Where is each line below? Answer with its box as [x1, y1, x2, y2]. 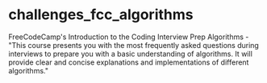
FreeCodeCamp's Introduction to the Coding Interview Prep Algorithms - [8, 32, 249, 41]
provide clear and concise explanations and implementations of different [8, 57, 249, 67]
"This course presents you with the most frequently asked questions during [8, 40, 260, 49]
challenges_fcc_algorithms [8, 6, 194, 24]
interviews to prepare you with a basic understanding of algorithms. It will [8, 49, 252, 58]
